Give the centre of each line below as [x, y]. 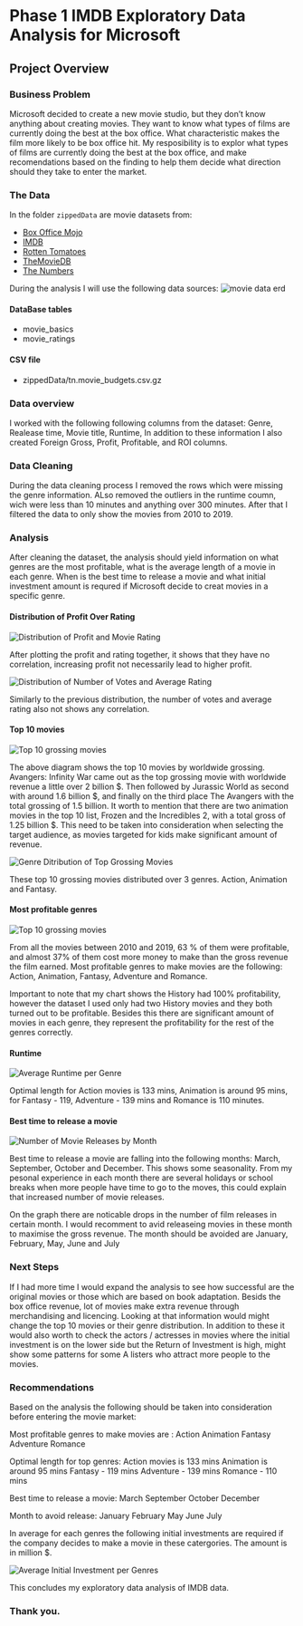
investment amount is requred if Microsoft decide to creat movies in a [139, 586]
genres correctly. [41, 1033]
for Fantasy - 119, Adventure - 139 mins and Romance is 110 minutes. [137, 1101]
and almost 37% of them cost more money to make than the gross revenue [149, 957]
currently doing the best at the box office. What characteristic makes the [145, 133]
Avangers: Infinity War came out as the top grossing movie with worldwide [148, 776]
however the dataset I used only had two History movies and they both [141, 1004]
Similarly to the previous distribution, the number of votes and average [141, 699]
